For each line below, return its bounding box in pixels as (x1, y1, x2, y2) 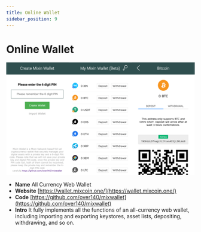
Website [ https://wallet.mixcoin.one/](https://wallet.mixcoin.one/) (14, 187, 176, 194)
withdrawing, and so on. (14, 219, 75, 226)
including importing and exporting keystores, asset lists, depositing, (14, 212, 182, 219)
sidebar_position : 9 (6, 16, 58, 22)
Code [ (14, 193, 32, 200)
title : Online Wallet (6, 10, 60, 16)
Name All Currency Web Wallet (14, 181, 92, 188)
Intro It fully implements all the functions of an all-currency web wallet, (14, 206, 190, 213)
